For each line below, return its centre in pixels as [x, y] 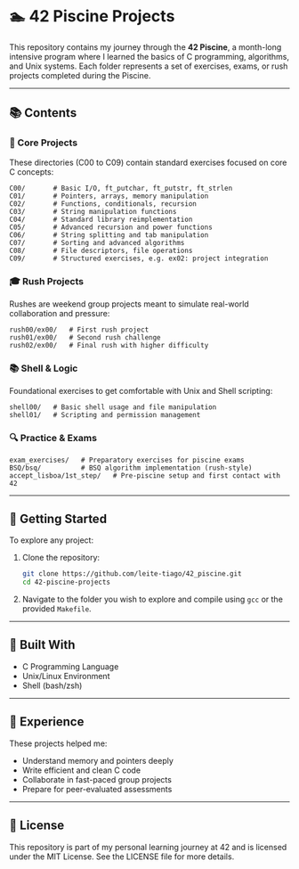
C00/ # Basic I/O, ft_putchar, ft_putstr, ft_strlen [121, 188]
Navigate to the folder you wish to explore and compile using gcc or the [152, 599]
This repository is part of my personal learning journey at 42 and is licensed [148, 847]
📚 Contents [43, 113]
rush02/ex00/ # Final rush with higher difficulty [109, 345]
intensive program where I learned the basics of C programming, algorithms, [149, 56]
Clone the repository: [61, 558]
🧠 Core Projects [44, 143]
